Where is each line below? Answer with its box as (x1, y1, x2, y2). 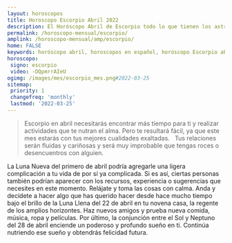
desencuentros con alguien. (23, 148, 104, 156)
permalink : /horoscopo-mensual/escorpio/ (7, 29, 128, 37)
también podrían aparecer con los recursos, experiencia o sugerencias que (7, 177, 221, 185)
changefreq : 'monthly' (10, 94, 76, 101)
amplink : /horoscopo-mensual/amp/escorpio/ (7, 36, 135, 43)
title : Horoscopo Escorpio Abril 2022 (7, 17, 119, 24)
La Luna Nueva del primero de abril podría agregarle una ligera (7, 162, 186, 170)
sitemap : (7, 81, 32, 88)
